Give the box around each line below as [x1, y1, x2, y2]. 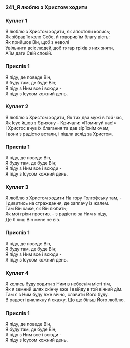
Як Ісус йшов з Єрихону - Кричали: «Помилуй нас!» [5, 120, 117, 126]
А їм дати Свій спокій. [5, 50, 53, 56]
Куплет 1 [5, 17, 28, 24]
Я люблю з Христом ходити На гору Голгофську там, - [5, 195, 122, 201]
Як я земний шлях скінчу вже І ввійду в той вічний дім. [5, 286, 123, 292]
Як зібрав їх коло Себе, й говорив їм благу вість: [5, 34, 110, 40]
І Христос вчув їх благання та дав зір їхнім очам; [5, 125, 110, 131]
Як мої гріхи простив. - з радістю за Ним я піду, [5, 211, 108, 217]
